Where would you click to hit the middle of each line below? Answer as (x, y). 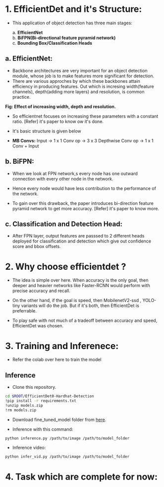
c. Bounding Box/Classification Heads (52, 43)
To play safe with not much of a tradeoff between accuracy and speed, (85, 320)
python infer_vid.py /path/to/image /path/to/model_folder (67, 457)
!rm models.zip (21, 410)
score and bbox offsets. (36, 246)
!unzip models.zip (24, 405)
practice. (21, 97)
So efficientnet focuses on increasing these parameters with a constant (85, 116)
